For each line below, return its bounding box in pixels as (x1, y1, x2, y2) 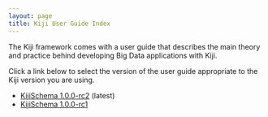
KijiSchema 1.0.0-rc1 (19, 99, 89, 109)
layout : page (8, 11, 53, 20)
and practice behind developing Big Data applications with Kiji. (8, 50, 218, 60)
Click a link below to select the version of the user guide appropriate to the (8, 66, 258, 76)
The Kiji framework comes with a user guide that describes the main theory (8, 41, 261, 51)
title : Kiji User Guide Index (8, 19, 111, 28)
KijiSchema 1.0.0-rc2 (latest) (19, 90, 115, 100)
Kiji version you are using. (8, 75, 95, 84)
